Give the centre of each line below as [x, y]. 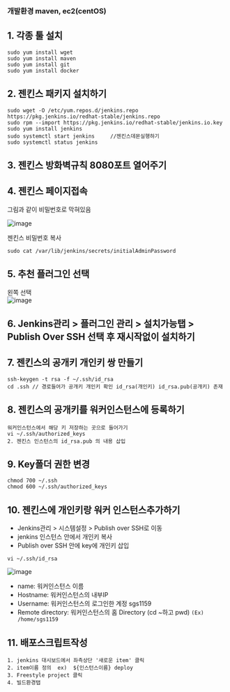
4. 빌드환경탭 [24, 683]
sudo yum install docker [43, 71]
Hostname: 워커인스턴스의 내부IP [63, 595]
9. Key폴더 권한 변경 [49, 464]
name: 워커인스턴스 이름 [51, 586]
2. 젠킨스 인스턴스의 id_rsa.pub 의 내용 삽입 [67, 441]
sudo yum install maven [42, 58]
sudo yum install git [39, 64]
